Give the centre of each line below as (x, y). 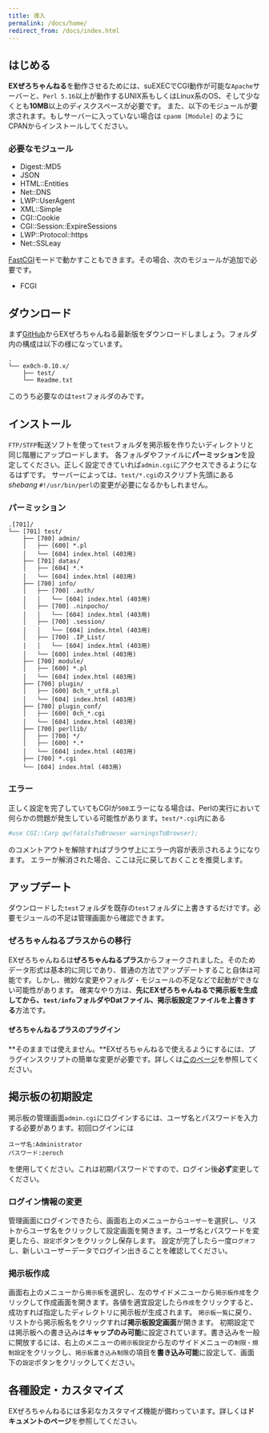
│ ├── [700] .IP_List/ (64, 638)
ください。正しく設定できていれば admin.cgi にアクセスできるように (140, 465)
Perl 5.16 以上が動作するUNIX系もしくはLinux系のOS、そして (145, 96)
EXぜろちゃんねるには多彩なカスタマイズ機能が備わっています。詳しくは (128, 1411)
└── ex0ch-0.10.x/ (39, 366)
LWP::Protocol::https (54, 235)
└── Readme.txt (48, 381)
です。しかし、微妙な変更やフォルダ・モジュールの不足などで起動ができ (134, 980)
